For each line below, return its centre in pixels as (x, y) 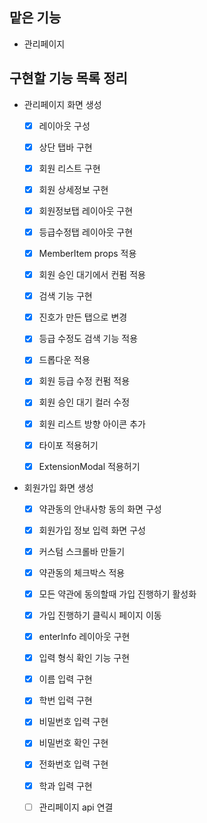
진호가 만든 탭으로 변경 (83, 317)
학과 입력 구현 (65, 785)
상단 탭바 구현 (65, 147)
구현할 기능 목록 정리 (68, 78)
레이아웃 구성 (64, 125)
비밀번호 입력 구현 (73, 722)
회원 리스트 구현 (69, 168)
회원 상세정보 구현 (73, 189)
